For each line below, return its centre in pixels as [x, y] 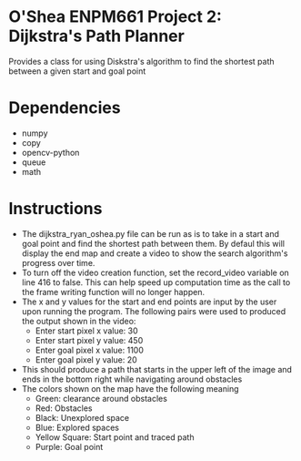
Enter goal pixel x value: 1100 [90, 350]
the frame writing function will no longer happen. [113, 292]
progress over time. [58, 262]
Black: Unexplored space [82, 417]
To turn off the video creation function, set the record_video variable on [156, 272]
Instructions [55, 209]
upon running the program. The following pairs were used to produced [154, 311]
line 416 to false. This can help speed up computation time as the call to [156, 282]
